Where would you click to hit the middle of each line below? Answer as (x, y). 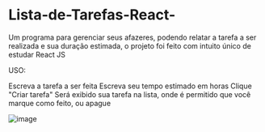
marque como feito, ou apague (60, 103)
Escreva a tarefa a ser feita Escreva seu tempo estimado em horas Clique (130, 86)
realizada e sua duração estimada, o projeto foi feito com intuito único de (130, 45)
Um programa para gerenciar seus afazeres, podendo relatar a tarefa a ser (132, 37)
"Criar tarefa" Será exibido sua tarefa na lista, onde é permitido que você (130, 94)
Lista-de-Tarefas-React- (92, 15)
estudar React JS (37, 54)
